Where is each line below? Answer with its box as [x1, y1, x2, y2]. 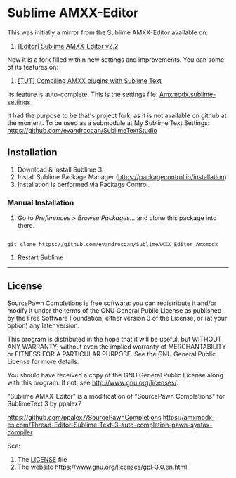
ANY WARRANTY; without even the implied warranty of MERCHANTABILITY [7, 342, 227, 351]
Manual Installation [7, 198, 74, 207]
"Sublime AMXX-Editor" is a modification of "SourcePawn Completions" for [7, 392, 225, 400]
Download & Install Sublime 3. [17, 165, 104, 174]
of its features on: [7, 63, 58, 71]
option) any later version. [7, 321, 79, 330]
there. [17, 221, 35, 230]
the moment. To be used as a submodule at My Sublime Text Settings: [7, 118, 210, 127]
